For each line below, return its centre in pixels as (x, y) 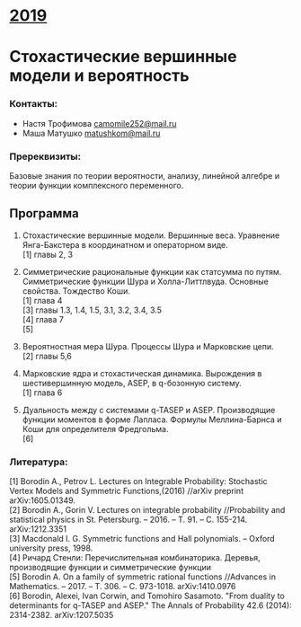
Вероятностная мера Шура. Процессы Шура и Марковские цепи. (148, 346)
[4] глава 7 (43, 319)
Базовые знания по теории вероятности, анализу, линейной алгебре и (145, 175)
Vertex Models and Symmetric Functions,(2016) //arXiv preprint (127, 491)
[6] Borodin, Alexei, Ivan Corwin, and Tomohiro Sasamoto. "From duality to (147, 596)
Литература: (39, 462)
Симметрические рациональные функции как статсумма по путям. (152, 271)
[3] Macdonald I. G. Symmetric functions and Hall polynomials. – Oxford (142, 539)
